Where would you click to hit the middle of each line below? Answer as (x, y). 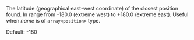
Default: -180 (22, 32)
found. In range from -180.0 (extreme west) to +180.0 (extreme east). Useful (97, 14)
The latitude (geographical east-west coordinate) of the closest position (92, 8)
